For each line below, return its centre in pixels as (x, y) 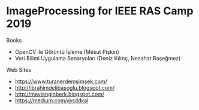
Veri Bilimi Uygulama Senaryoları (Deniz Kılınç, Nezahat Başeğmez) (98, 58)
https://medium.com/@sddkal (52, 100)
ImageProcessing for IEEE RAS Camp (100, 11)
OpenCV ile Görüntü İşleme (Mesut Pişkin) (67, 51)
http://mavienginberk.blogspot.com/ (60, 94)
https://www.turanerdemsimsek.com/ (61, 81)
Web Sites (19, 69)
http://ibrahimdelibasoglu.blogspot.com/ (65, 87)
